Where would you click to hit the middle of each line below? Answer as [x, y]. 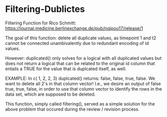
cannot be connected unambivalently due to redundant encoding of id [77, 43]
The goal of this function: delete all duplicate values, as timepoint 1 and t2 [81, 38]
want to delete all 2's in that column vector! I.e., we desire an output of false [83, 84]
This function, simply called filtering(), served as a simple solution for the [80, 104]
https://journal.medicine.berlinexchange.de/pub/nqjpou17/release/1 [74, 28]
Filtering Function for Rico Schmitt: [41, 23]
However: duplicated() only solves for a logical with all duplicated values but [83, 58]
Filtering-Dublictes [45, 9]
